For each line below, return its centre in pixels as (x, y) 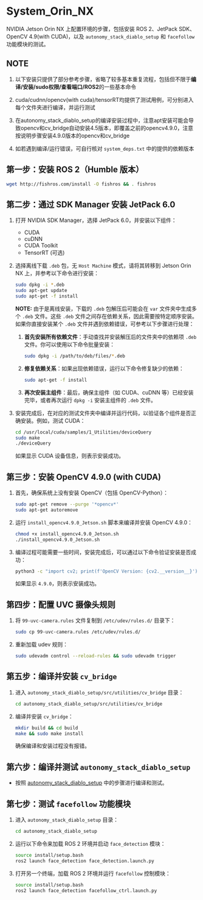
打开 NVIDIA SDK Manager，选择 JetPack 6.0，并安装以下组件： (96, 220)
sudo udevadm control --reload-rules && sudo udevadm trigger (95, 656)
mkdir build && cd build (46, 728)
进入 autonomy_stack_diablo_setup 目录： (67, 820)
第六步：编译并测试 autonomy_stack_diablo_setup (98, 767)
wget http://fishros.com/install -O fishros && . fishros (81, 184)
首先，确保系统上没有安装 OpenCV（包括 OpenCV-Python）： (92, 493)
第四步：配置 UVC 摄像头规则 (61, 605)
